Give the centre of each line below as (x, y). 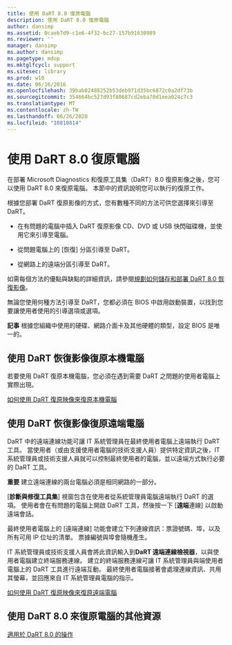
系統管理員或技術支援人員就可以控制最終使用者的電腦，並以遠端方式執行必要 (116, 459)
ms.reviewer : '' (30, 39)
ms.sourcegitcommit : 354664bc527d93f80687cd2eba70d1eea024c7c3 (100, 97)
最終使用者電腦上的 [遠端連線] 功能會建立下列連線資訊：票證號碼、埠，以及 (114, 529)
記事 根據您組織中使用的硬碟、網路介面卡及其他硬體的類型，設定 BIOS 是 (110, 326)
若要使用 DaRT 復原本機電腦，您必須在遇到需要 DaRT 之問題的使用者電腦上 (114, 376)
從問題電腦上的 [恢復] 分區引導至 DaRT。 (75, 250)
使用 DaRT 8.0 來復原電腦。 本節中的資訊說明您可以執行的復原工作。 (110, 188)
